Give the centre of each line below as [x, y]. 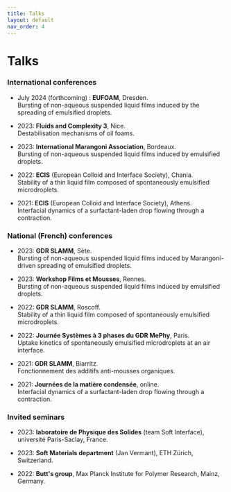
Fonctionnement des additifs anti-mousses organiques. [96, 371]
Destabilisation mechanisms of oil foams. [76, 133]
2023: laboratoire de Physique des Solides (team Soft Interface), [111, 432]
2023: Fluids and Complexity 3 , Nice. [71, 126]
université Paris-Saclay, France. [63, 440]
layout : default [31, 20]
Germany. [31, 481]
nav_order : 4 [26, 26]
